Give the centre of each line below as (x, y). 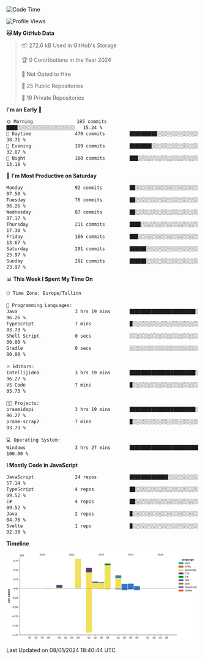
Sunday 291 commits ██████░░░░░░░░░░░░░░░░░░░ (102, 261)
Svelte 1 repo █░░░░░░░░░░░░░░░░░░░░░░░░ (102, 526)
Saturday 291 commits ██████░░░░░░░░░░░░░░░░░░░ (102, 249)
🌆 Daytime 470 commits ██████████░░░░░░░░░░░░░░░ (102, 134)
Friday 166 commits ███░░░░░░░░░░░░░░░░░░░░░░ (102, 237)
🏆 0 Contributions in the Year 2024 (66, 60)
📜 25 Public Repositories (52, 86)
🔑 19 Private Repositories (53, 98)
